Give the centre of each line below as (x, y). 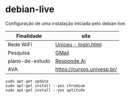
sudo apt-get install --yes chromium (45, 86)
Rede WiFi (20, 44)
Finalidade (29, 36)
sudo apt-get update (27, 81)
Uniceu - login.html (78, 44)
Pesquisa (19, 53)
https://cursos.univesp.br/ (86, 69)
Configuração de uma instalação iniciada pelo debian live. (66, 23)
